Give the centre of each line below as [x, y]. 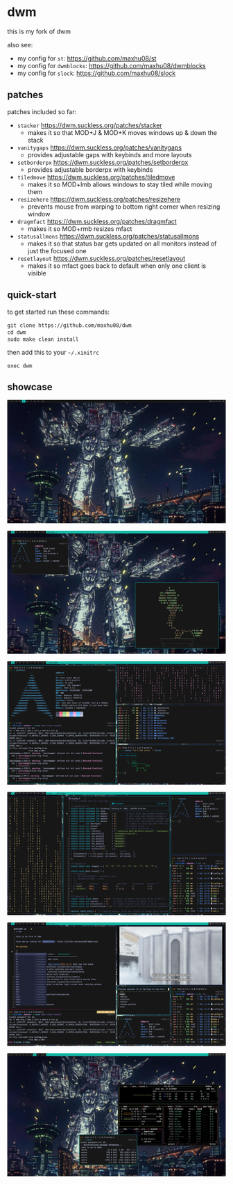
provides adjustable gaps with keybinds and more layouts [110, 154]
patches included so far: [42, 111]
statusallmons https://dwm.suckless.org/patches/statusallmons [108, 236]
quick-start [32, 295]
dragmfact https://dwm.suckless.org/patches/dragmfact [97, 221]
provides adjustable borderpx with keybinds [90, 169]
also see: [20, 45]
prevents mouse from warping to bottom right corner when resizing [124, 207]
